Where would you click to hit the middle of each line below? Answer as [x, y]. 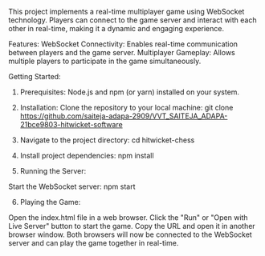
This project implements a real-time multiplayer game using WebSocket [126, 12]
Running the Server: [53, 171]
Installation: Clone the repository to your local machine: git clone [126, 108]
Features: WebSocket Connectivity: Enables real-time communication [123, 44]
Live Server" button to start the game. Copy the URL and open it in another [132, 226]
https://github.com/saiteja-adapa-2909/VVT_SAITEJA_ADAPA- [124, 116]
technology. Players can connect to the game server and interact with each [132, 20]
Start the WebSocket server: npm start [72, 186]
